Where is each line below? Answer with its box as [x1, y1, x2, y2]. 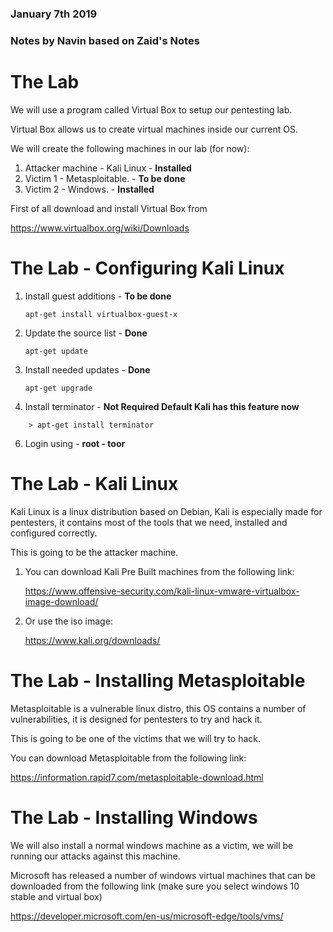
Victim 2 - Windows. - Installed [24, 183, 155, 195]
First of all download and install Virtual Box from [10, 202, 208, 214]
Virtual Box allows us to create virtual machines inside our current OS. [10, 123, 298, 135]
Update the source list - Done [24, 327, 148, 339]
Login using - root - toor [24, 437, 126, 449]
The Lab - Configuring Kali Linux [10, 257, 285, 279]
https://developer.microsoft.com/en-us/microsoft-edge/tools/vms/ [10, 910, 284, 922]
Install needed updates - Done [24, 363, 151, 376]
